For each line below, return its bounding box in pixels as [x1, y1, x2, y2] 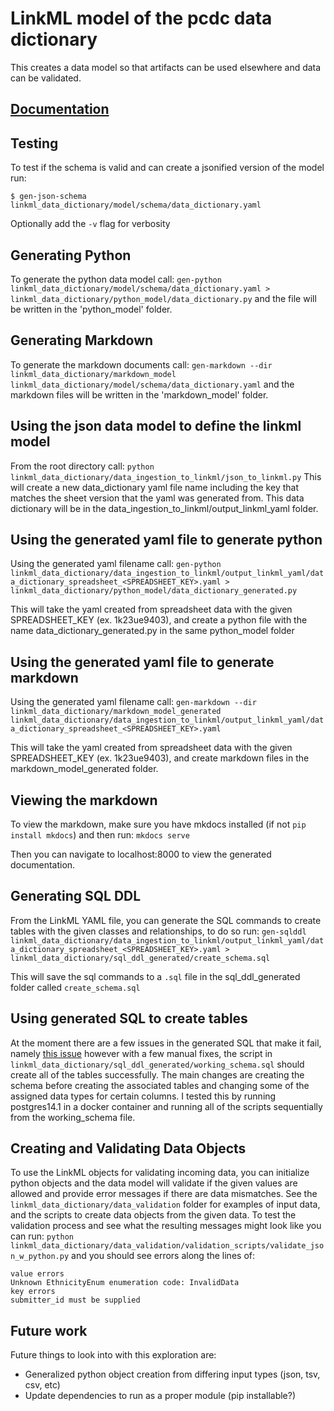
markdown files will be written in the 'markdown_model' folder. [10, 388, 269, 401]
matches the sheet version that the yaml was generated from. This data [10, 492, 305, 504]
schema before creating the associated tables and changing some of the [10, 1079, 310, 1091]
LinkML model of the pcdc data [10, 7, 273, 30]
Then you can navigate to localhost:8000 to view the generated [10, 848, 272, 861]
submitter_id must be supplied [10, 1295, 141, 1306]
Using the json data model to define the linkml [10, 418, 302, 435]
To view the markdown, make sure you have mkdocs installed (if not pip [10, 818, 307, 831]
